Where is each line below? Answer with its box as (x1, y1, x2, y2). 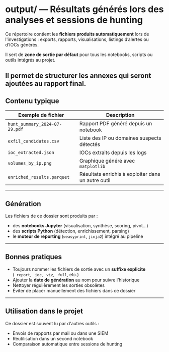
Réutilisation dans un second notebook (12, 335, 94, 341)
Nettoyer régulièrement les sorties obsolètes (12, 282, 105, 288)
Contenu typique (5, 96, 59, 105)
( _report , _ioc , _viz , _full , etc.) (12, 271, 79, 277)
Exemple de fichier (18, 112, 64, 119)
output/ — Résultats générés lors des (5, 4, 164, 15)
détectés (79, 141, 101, 148)
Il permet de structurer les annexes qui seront (5, 72, 151, 80)
